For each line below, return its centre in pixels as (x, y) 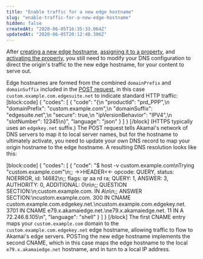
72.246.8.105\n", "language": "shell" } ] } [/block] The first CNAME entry (96, 217)
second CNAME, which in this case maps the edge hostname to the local (97, 243)
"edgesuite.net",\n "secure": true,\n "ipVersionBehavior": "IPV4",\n (89, 115)
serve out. (19, 71)
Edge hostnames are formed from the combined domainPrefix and (89, 83)
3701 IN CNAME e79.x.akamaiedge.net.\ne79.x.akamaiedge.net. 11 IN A (95, 210)
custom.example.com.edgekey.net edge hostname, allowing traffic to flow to (100, 230)
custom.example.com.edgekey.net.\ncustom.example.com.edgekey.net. (96, 204)
